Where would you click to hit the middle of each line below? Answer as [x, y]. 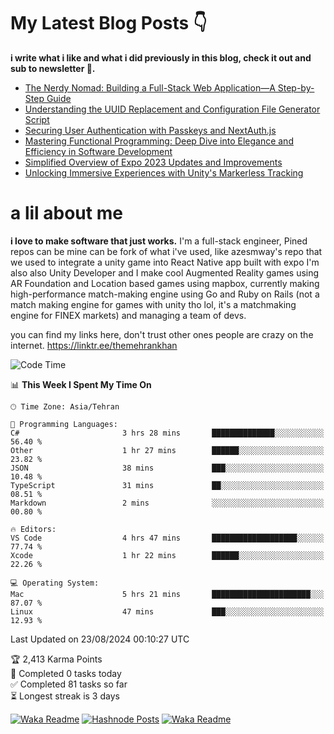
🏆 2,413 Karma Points [56, 659]
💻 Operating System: [55, 583]
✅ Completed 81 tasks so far [69, 684]
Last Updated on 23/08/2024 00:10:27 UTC [100, 639]
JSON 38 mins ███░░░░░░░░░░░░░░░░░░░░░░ [167, 468]
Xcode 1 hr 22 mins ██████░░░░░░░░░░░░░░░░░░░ [167, 555]
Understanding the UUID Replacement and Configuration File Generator [172, 109]
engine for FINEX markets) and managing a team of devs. [128, 315]
